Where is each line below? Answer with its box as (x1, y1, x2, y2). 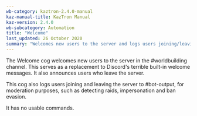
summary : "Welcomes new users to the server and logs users (6, 41, 157, 47)
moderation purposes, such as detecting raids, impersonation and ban (6, 87, 176, 94)
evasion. (6, 93, 27, 100)
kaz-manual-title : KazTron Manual (6, 14, 91, 20)
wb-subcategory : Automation (6, 24, 75, 31)
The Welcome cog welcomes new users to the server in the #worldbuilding (6, 57, 188, 64)
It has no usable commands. (6, 104, 74, 111)
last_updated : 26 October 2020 (6, 36, 83, 41)
